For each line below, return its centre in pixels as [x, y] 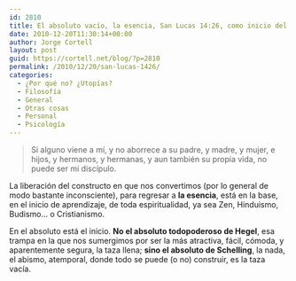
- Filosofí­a [39, 91]
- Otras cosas [43, 108]
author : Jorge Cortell [51, 42]
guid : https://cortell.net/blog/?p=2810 [85, 59]
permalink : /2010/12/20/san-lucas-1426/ [85, 67]
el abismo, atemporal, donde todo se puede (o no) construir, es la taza [137, 259]
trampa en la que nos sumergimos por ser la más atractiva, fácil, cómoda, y [147, 241]
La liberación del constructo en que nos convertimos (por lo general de [139, 186]
